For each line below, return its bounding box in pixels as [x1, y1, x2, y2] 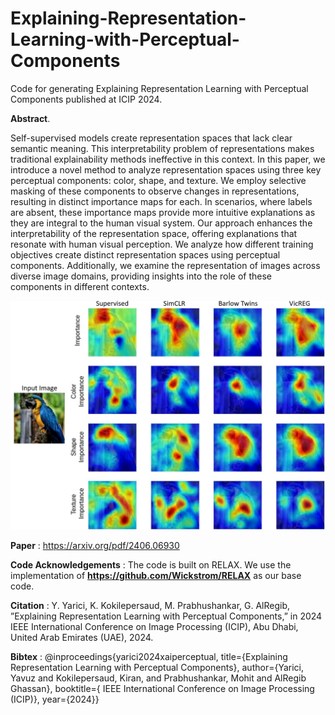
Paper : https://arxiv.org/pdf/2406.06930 [10, 540, 180, 552]
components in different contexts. [10, 280, 150, 292]
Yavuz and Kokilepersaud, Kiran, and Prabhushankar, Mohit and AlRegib [10, 672, 307, 684]
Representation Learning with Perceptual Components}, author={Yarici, [10, 662, 304, 674]
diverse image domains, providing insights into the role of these [10, 270, 273, 282]
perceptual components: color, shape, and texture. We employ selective [10, 174, 307, 186]
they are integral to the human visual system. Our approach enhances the [10, 217, 313, 229]
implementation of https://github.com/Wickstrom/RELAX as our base [10, 570, 302, 582]
